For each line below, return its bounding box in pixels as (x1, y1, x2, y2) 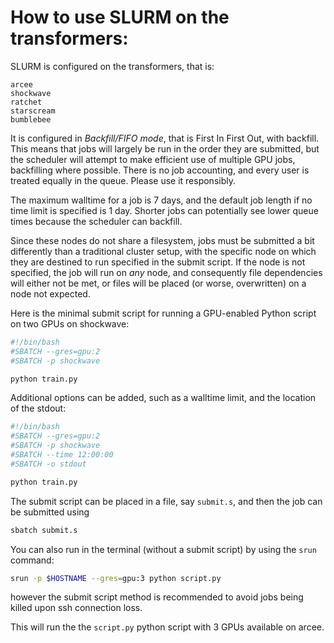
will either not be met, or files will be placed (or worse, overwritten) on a (10, 277, 307, 289)
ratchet (10, 97, 43, 107)
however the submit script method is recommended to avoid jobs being (10, 591, 304, 603)
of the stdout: (10, 402, 67, 415)
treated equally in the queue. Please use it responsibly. (10, 174, 236, 186)
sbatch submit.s (10, 525, 78, 535)
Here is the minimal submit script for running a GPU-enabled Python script (10, 307, 317, 319)
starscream (10, 106, 56, 116)
